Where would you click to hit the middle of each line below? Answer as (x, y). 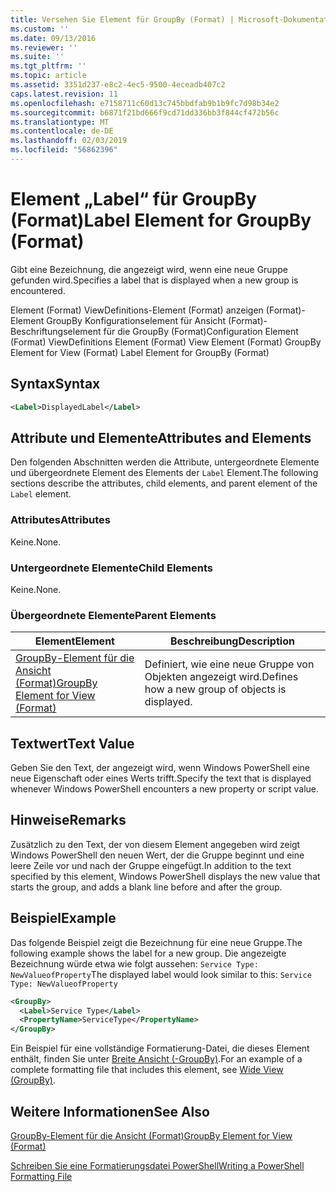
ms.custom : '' (40, 29)
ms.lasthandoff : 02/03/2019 (69, 141)
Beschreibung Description (232, 641)
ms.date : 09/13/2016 (53, 38)
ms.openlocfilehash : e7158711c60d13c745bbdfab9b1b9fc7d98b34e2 (145, 103)
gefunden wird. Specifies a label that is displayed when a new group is (154, 280)
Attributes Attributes (60, 520)
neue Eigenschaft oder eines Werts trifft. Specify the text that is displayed (161, 778)
